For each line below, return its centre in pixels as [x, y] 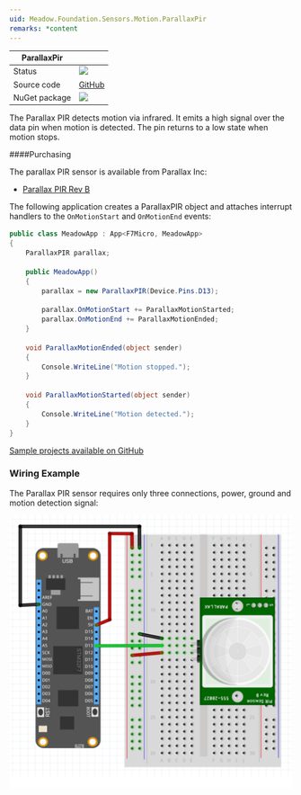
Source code [37, 85]
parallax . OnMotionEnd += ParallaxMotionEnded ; [130, 319]
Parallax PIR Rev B [56, 190]
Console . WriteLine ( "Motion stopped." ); [116, 367]
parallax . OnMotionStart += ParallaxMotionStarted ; [138, 310]
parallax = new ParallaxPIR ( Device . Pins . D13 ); [130, 291]
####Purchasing [40, 155]
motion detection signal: [54, 503]
